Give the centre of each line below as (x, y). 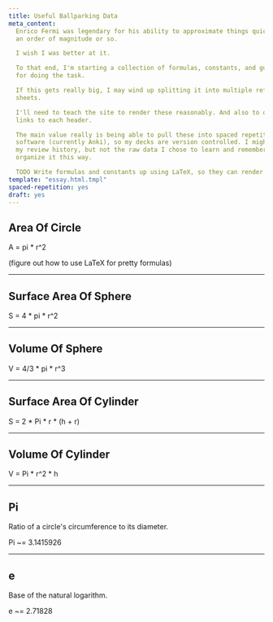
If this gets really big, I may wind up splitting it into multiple (134, 90)
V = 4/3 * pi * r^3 (37, 368)
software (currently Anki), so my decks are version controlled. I (132, 142)
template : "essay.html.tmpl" (58, 180)
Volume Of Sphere (56, 349)
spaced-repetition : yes (49, 187)
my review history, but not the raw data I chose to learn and (125, 150)
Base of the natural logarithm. (58, 595)
